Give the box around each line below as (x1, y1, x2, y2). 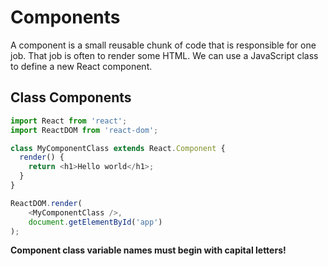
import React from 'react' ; (10, 116, 128, 126)
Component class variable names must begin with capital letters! (10, 244, 287, 256)
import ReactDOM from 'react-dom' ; (10, 125, 159, 135)
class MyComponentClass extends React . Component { (10, 143, 226, 153)
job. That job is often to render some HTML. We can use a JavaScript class (10, 49, 319, 61)
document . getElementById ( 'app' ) (28, 217, 163, 227)
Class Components (10, 89, 132, 106)
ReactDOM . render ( (10, 198, 83, 208)
